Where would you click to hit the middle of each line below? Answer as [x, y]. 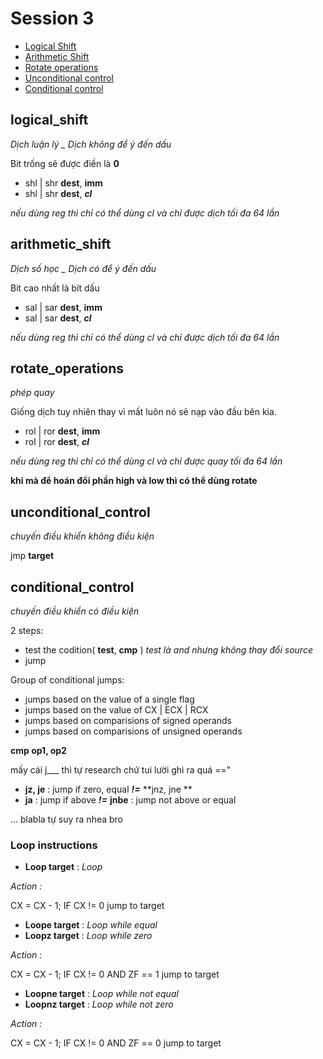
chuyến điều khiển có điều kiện [75, 611]
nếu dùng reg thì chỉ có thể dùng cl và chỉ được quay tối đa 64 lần [146, 461]
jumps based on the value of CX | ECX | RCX [116, 710]
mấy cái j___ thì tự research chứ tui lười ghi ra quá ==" [121, 770]
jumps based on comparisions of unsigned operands [133, 731]
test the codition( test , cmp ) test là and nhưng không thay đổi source [168, 650]
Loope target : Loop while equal [91, 925]
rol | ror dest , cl [57, 442]
